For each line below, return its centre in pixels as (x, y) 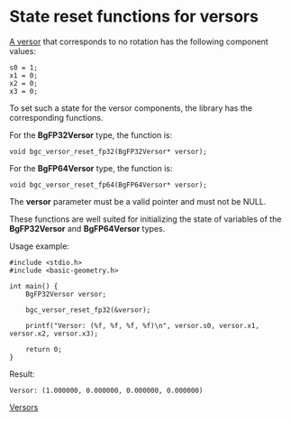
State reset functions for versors (134, 17)
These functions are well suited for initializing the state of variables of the (145, 219)
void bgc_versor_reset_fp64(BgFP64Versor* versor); (108, 185)
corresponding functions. (56, 117)
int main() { (34, 286)
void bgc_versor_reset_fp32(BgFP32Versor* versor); (108, 151)
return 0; (44, 349)
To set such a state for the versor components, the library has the (131, 108)
